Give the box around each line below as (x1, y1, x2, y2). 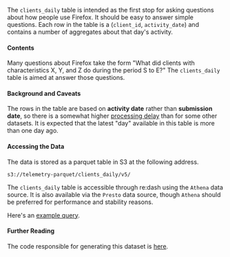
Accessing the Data (7, 143, 65, 150)
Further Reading (7, 227, 55, 235)
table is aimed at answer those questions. (7, 74, 125, 82)
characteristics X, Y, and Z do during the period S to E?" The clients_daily (7, 66, 220, 74)
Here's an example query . (7, 211, 81, 219)
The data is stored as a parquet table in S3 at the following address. (7, 158, 199, 166)
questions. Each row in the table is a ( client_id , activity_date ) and (7, 21, 200, 28)
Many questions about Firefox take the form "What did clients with (7, 59, 195, 68)
